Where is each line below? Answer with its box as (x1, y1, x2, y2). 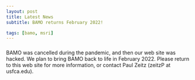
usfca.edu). (6, 68, 34, 75)
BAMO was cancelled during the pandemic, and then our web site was (6, 49, 176, 56)
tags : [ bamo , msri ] (6, 30, 54, 36)
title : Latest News (6, 14, 54, 20)
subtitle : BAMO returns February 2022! (6, 19, 104, 25)
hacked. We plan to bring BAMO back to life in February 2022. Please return (6, 55, 190, 62)
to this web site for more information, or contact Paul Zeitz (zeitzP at (6, 62, 171, 69)
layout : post (6, 8, 38, 15)
